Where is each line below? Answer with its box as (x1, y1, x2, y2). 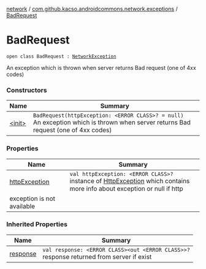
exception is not (9, 194, 55, 203)
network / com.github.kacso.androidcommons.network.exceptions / (6, 6, 178, 12)
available (9, 202, 36, 210)
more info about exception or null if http (69, 184, 184, 192)
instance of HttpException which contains (69, 176, 190, 185)
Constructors (6, 86, 47, 94)
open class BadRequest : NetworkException (6, 53, 116, 59)
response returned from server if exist (42, 252, 152, 261)
